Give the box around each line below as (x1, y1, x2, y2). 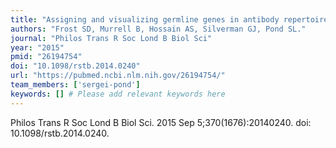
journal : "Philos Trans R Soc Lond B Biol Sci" (10, 33, 213, 43)
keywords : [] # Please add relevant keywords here (10, 89, 226, 99)
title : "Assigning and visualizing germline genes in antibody (10, 14, 280, 25)
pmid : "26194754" (10, 52, 83, 62)
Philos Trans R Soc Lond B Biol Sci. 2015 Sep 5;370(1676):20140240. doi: (10, 116, 312, 128)
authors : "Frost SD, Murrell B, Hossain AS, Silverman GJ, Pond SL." (10, 24, 307, 34)
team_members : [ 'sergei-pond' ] (10, 80, 141, 90)
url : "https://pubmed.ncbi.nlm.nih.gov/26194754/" (10, 71, 226, 81)
